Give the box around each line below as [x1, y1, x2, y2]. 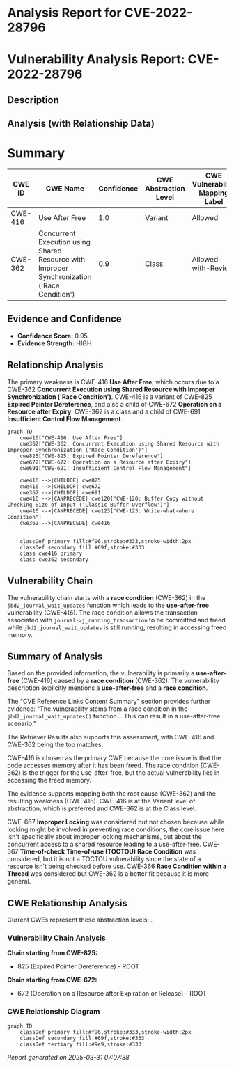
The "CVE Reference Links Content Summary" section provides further [7, 698, 211, 706]
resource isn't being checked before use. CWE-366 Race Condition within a [7, 862, 227, 871]
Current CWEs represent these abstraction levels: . [7, 916, 153, 924]
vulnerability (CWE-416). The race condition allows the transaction [7, 608, 198, 617]
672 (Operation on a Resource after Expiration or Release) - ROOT [17, 989, 207, 998]
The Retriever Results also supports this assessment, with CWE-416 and [7, 733, 214, 741]
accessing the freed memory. [7, 776, 92, 785]
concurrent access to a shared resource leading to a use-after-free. [7, 840, 202, 849]
